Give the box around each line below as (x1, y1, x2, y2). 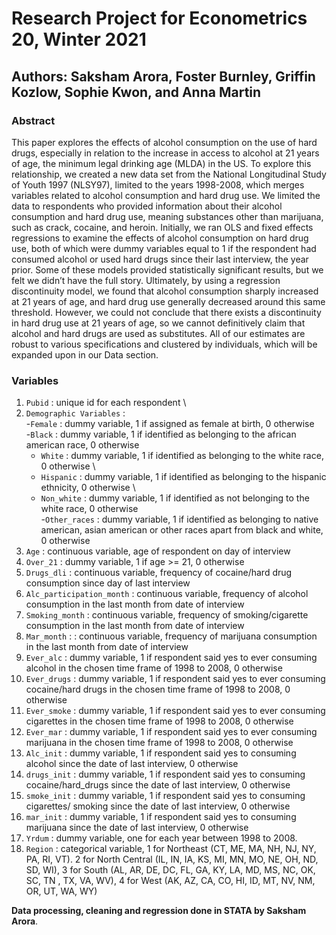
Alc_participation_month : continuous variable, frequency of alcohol (25, 588, 309, 600)
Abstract (11, 113, 56, 127)
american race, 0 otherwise (25, 439, 140, 451)
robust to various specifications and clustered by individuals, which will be (11, 338, 318, 350)
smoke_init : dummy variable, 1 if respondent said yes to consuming (25, 790, 306, 802)
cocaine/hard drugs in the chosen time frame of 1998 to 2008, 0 (25, 683, 291, 696)
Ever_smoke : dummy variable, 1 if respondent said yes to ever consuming (25, 705, 326, 717)
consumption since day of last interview (25, 577, 191, 589)
